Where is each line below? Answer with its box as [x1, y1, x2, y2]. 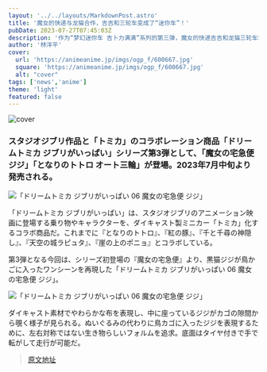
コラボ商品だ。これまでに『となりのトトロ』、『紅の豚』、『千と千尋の [14, 228, 238, 237]
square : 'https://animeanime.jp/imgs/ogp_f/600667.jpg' [15, 63, 204, 71]
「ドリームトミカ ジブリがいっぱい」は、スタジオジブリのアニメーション [8, 208, 246, 217]
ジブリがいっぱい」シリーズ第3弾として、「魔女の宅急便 [42, 148, 254, 159]
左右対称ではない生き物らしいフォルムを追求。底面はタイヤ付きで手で [29, 328, 258, 337]
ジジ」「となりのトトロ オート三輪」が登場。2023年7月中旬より [8, 159, 252, 171]
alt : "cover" [15, 71, 59, 79]
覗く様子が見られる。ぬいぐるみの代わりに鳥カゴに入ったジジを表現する [14, 318, 252, 328]
